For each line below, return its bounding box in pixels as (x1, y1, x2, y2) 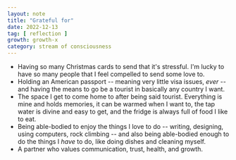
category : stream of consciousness (7, 43, 112, 50)
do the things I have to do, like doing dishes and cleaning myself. (17, 137, 206, 145)
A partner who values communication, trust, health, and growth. (17, 145, 203, 153)
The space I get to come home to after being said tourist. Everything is (17, 92, 223, 101)
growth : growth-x (7, 37, 58, 44)
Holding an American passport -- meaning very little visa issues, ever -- (17, 78, 227, 85)
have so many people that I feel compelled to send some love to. (17, 70, 205, 78)
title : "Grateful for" (7, 17, 74, 24)
